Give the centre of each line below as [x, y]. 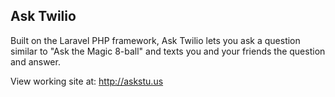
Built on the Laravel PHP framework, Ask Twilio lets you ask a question [155, 40]
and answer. [35, 61]
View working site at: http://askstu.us [87, 81]
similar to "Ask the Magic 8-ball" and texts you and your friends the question [168, 51]
